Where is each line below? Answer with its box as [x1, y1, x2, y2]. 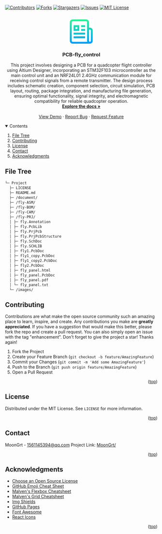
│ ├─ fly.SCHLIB [9, 244, 42, 249]
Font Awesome [12, 509, 42, 515]
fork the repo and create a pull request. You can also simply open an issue [5, 329, 153, 335]
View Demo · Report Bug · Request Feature [38, 114, 124, 120]
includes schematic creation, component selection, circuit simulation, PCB [7, 83, 155, 89]
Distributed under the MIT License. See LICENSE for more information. [5, 405, 143, 411]
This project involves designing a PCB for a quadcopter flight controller [10, 62, 152, 68]
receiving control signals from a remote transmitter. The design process [10, 78, 153, 83]
